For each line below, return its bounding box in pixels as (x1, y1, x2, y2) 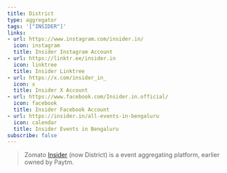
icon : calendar (13, 119, 57, 126)
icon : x (13, 81, 36, 88)
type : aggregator (7, 17, 57, 23)
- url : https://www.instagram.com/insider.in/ (7, 36, 144, 43)
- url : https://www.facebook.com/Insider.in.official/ (7, 94, 169, 101)
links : (7, 29, 26, 37)
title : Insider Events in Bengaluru (13, 125, 119, 132)
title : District (7, 10, 54, 17)
